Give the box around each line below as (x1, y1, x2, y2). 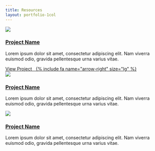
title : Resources (5, 7, 43, 13)
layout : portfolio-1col (5, 12, 56, 17)
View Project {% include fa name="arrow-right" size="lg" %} (5, 66, 137, 72)
